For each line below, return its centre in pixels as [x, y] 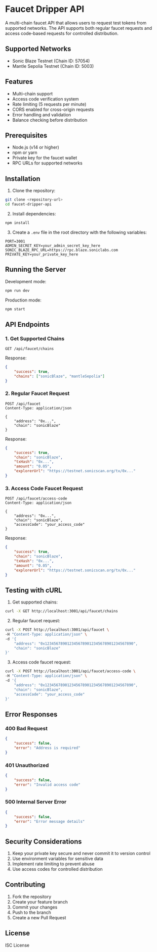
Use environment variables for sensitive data [58, 859]
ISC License [17, 945]
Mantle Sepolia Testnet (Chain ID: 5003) [53, 66]
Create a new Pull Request [39, 917]
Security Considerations [44, 841]
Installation [23, 178]
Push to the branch [32, 912]
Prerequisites [26, 135]
